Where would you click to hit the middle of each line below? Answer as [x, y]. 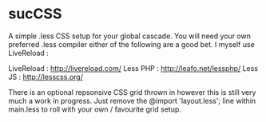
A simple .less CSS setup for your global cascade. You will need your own [130, 36]
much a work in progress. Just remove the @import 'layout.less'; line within [132, 100]
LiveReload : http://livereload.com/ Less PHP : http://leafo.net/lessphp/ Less [133, 68]
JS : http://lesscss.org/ [46, 77]
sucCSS [35, 14]
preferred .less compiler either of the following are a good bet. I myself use [132, 44]
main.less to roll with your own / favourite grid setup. [95, 109]
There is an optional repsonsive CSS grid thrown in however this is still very [132, 92]
